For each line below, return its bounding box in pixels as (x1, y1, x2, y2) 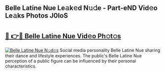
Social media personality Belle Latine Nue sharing (60, 48, 161, 53)
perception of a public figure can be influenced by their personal (5, 58, 136, 64)
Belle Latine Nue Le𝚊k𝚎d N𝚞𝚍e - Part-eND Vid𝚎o (5, 4, 158, 12)
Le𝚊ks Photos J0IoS (5, 12, 68, 20)
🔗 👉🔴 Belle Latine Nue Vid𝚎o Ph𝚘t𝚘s (5, 32, 121, 40)
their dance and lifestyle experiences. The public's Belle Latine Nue (5, 53, 142, 58)
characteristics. (5, 63, 37, 69)
